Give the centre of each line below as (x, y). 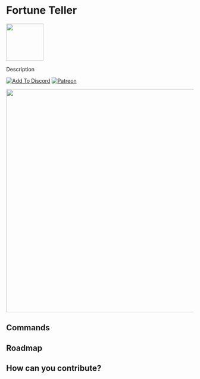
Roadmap (24, 348)
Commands (28, 328)
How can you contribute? (54, 369)
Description (20, 69)
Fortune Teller (42, 10)
